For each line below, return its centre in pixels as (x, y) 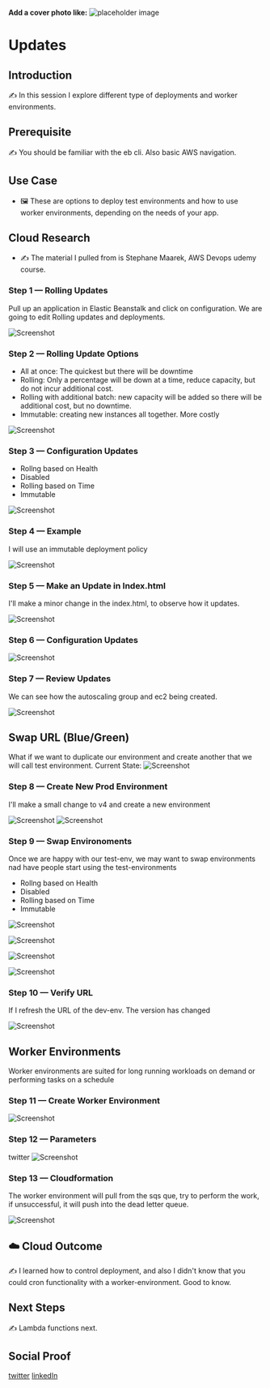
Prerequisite (40, 133)
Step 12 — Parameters (53, 1139)
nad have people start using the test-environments (93, 867)
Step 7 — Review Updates (60, 679)
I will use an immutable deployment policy (78, 549)
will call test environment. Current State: (75, 765)
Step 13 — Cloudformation (61, 1178)
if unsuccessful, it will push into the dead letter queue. (99, 1204)
